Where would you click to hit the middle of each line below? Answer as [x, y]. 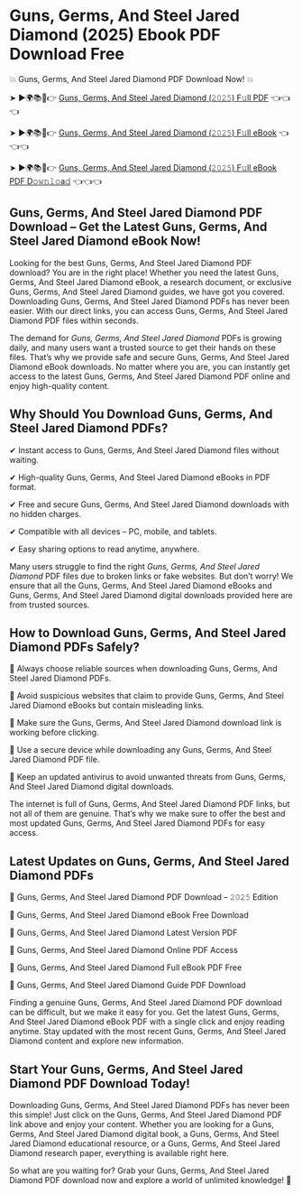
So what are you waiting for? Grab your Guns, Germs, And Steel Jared [139, 1171]
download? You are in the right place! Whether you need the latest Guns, [144, 273]
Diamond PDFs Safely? [74, 647]
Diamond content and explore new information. [97, 1041]
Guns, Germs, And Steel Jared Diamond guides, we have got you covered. [147, 292]
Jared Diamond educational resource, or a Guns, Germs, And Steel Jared [145, 1143]
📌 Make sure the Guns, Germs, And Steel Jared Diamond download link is [146, 723]
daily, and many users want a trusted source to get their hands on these [143, 347]
